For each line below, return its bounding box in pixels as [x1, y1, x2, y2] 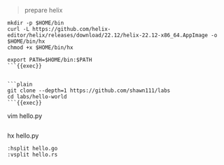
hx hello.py [7, 131, 39, 140]
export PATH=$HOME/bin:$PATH [7, 56, 92, 63]
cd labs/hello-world [7, 93, 68, 100]
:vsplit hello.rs [7, 151, 58, 158]
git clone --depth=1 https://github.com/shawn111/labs [7, 87, 171, 94]
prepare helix [24, 6, 63, 14]
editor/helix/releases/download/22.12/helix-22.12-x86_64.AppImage [7, 32, 209, 39]
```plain [7, 81, 33, 88]
